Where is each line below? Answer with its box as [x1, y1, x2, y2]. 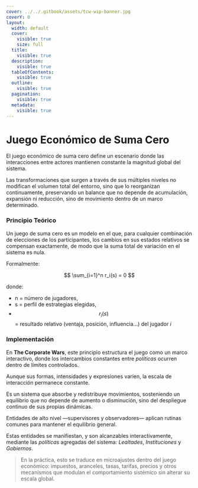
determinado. [6, 201, 39, 209]
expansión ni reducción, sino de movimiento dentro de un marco [6, 196, 163, 203]
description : [11, 58, 44, 64]
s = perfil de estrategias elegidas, [14, 301, 96, 308]
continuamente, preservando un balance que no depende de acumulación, [6, 189, 188, 196]
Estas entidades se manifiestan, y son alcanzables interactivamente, [6, 432, 173, 439]
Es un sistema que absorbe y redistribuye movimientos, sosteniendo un [6, 391, 180, 398]
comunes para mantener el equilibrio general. [6, 421, 117, 428]
